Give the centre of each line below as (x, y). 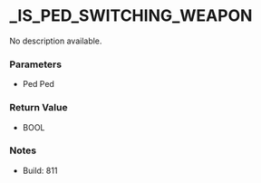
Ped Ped (38, 84)
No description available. (56, 41)
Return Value (39, 108)
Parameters (35, 64)
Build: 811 (40, 170)
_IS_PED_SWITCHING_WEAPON (131, 16)
